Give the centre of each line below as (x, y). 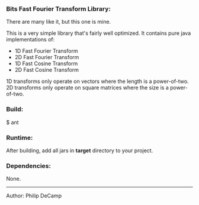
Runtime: (20, 137)
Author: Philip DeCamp (34, 196)
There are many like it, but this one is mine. (59, 22)
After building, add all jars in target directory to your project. (80, 150)
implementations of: (31, 40)
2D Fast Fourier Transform (47, 57)
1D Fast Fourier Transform (46, 51)
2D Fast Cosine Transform (46, 70)
